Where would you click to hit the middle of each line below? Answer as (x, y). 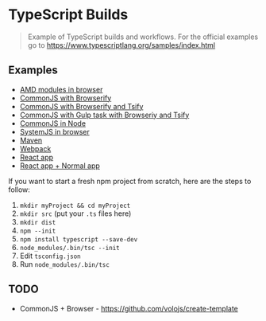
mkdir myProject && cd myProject (75, 206)
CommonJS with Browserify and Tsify (81, 106)
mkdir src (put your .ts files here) (75, 213)
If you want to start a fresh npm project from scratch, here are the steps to (130, 181)
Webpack (35, 148)
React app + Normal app (60, 166)
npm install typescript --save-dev (79, 239)
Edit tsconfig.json (50, 256)
